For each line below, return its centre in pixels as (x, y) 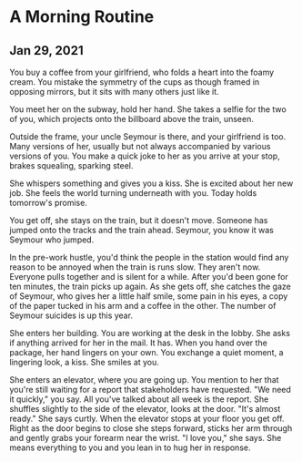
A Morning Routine (82, 17)
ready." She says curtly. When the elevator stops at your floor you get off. (147, 418)
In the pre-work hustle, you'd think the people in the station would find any (149, 257)
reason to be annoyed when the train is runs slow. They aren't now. (135, 267)
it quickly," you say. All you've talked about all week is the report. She (139, 399)
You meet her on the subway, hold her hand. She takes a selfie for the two (148, 109)
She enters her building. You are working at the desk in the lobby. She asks (150, 333)
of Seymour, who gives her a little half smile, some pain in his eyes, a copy (149, 296)
